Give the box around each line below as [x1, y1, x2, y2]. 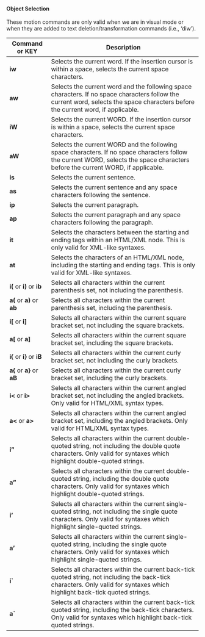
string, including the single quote [73, 540, 167, 549]
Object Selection [6, 5, 50, 12]
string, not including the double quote [73, 442, 181, 450]
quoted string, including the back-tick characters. [51, 606, 194, 614]
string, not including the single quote [73, 507, 178, 516]
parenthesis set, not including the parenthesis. [51, 286, 184, 295]
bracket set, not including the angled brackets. [51, 391, 184, 400]
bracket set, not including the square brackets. [51, 321, 184, 329]
